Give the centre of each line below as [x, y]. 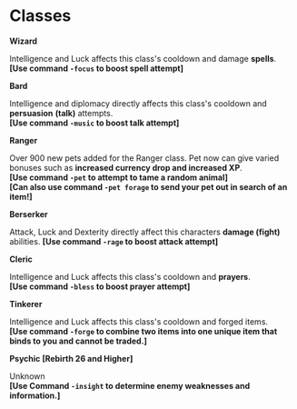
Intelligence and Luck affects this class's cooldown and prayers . [130, 276]
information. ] [35, 395]
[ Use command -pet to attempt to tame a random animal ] [119, 177]
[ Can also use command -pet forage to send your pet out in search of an [148, 186]
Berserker [29, 214]
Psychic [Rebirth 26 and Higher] [71, 358]
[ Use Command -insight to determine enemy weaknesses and [130, 385]
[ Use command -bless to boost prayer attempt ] [100, 286]
